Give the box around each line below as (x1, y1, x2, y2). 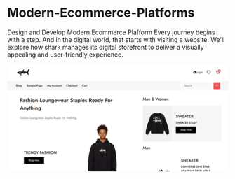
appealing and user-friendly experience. (7, 50, 124, 59)
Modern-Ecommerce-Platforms (7, 5, 195, 21)
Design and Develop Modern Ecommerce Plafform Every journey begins (7, 28, 215, 36)
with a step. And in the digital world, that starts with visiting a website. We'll (7, 35, 225, 43)
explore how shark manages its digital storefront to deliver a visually (7, 43, 205, 51)
